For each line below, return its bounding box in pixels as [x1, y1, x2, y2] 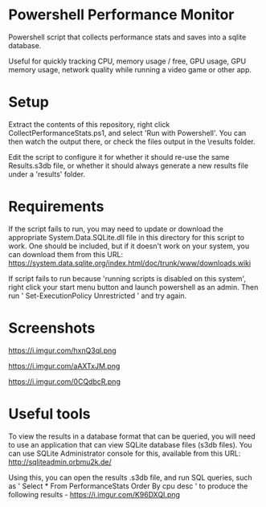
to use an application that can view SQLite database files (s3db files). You [8, 440, 252, 449]
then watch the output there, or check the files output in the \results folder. [8, 137, 256, 146]
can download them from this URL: [8, 249, 123, 259]
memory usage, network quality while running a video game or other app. [8, 64, 252, 74]
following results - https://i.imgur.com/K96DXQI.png [8, 489, 181, 499]
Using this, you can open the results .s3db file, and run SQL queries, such [8, 472, 253, 482]
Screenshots [8, 319, 96, 337]
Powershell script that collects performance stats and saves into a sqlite [8, 32, 247, 42]
